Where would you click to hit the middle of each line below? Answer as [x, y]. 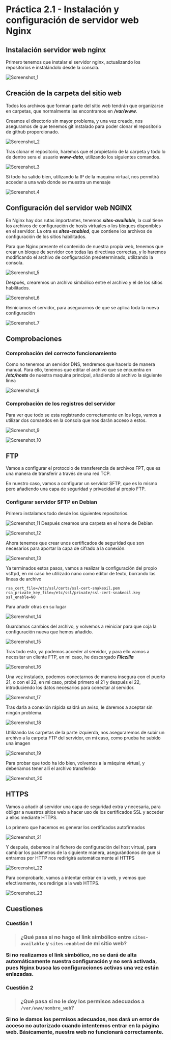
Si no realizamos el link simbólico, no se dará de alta [71, 955]
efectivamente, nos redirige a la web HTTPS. [53, 883]
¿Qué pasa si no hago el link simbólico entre [76, 937]
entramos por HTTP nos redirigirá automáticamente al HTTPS [70, 858]
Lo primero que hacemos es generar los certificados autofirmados [75, 827]
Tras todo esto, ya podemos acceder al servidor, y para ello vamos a [78, 651]
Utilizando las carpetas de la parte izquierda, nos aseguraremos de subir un [85, 732]
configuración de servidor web [72, 20]
